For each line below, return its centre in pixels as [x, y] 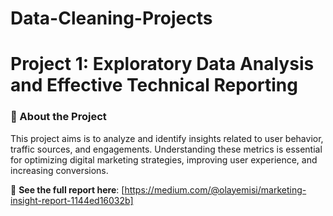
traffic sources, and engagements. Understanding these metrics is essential [166, 149]
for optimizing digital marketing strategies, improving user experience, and [164, 159]
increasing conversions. [59, 170]
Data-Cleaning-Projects [111, 18]
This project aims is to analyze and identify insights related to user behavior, [167, 138]
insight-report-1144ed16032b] [72, 200]
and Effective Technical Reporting [154, 85]
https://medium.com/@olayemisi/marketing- [215, 189]
